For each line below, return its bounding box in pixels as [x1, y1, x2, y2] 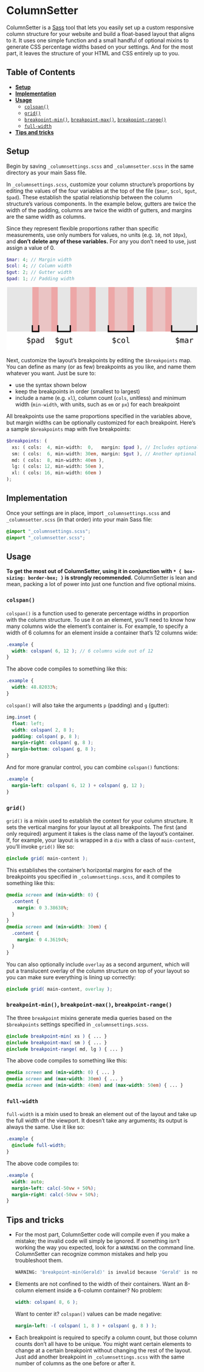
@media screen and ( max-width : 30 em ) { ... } [6, 1076, 123, 1082]
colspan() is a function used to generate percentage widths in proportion [6, 609, 189, 617]
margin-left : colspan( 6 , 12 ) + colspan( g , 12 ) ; [12, 782, 146, 788]
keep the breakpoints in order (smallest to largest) [15, 387, 141, 395]
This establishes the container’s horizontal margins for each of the [6, 866, 172, 874]
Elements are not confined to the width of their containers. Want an [15, 1280, 183, 1288]
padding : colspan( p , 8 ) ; [12, 733, 80, 739]
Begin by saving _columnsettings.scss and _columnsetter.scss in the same [6, 162, 194, 170]
